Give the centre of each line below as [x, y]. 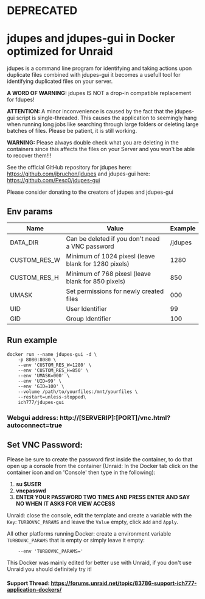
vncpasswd [31, 491]
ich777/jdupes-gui [41, 402]
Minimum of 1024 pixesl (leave [110, 256]
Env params [30, 211]
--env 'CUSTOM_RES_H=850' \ [53, 370]
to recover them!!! [29, 155]
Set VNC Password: [45, 445]
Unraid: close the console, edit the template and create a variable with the [99, 516]
